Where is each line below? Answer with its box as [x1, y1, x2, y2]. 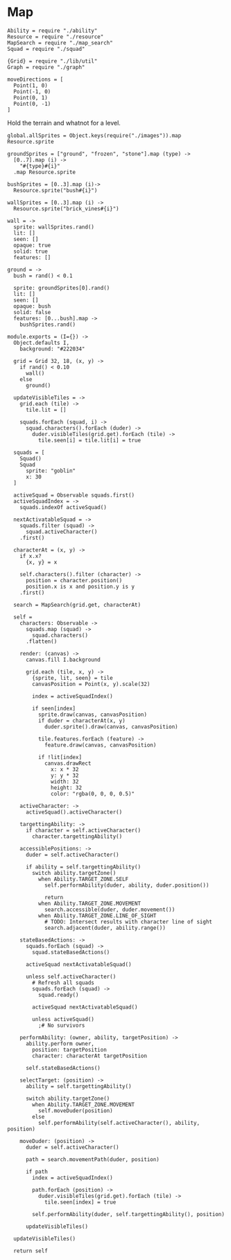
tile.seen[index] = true [44, 1199, 117, 1206]
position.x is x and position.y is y [25, 583, 135, 590]
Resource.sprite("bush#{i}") [13, 187, 98, 194]
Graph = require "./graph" [7, 63, 85, 70]
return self [13, 1247, 49, 1254]
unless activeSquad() [32, 1016, 95, 1022]
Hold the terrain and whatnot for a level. [7, 118, 121, 127]
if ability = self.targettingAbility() [25, 863, 141, 871]
